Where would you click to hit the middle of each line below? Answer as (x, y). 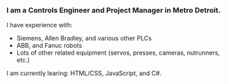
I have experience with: (40, 25)
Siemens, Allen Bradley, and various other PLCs (84, 38)
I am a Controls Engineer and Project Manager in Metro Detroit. (114, 10)
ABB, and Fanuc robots (49, 46)
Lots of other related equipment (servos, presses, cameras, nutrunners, (118, 53)
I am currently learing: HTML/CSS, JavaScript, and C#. (84, 73)
